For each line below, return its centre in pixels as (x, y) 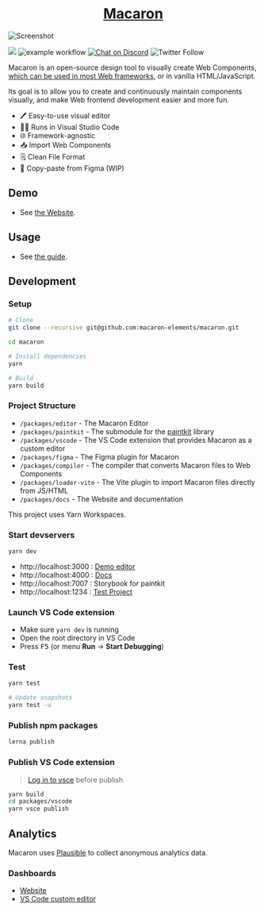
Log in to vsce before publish (75, 779)
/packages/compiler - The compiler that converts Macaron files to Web (135, 465)
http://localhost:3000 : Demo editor (77, 566)
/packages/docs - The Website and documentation (101, 499)
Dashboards (33, 873)
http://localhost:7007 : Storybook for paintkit (92, 583)
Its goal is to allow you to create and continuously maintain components (125, 91)
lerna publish (32, 742)
